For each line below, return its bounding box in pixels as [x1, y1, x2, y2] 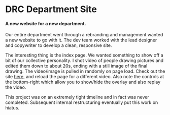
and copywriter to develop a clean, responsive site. [5, 42, 112, 48]
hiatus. [5, 105, 19, 111]
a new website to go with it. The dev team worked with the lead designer [5, 37, 157, 43]
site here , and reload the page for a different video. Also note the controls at [5, 74, 164, 80]
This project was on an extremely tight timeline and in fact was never [5, 94, 149, 100]
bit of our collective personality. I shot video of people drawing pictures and [5, 57, 164, 64]
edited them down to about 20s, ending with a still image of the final [5, 63, 148, 69]
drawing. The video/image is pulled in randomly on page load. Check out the [5, 68, 165, 74]
